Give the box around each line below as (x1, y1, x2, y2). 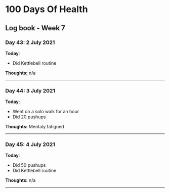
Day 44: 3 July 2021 (5, 87, 56, 94)
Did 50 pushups (12, 162, 46, 168)
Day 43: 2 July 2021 (5, 39, 55, 46)
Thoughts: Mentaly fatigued (5, 124, 64, 130)
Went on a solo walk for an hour (12, 109, 79, 115)
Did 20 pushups (12, 114, 46, 120)
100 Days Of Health (5, 4, 88, 15)
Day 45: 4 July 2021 (5, 141, 56, 148)
